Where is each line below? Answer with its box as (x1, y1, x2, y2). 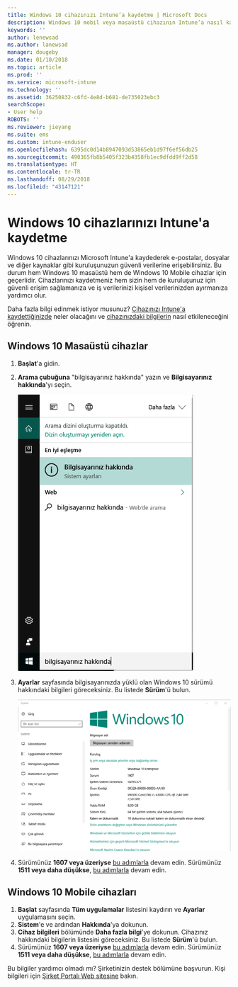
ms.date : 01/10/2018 (7, 57, 69, 64)
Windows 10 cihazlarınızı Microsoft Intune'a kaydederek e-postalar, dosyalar (7, 253, 230, 261)
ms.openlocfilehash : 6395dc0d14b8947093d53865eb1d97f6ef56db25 (7, 146, 198, 153)
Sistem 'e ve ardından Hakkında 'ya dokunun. (17, 920, 149, 928)
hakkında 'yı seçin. (17, 380, 72, 389)
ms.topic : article (7, 64, 62, 71)
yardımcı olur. (7, 291, 47, 299)
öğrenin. (7, 320, 32, 328)
